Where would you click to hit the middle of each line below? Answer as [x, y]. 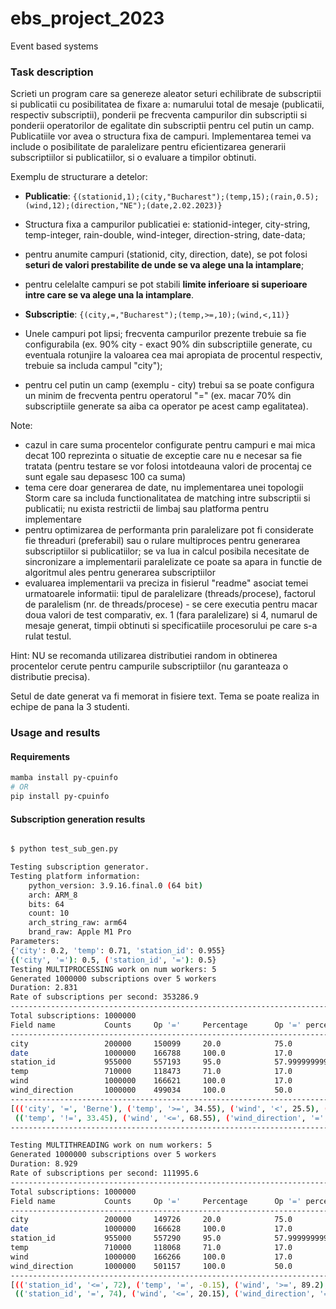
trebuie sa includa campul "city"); [93, 366]
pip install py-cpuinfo [60, 797]
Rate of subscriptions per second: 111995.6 [104, 1173]
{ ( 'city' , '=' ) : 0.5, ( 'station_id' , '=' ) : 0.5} [113, 960]
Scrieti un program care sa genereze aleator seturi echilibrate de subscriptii [166, 94]
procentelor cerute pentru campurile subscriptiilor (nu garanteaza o [149, 666]
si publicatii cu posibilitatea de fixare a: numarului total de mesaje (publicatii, [167, 104]
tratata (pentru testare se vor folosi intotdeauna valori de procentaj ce [168, 466]
